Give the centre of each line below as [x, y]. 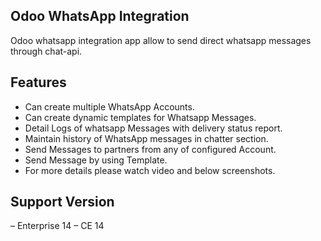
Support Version [62, 202]
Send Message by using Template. [96, 160]
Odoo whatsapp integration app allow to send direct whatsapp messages [161, 40]
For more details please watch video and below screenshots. [150, 170]
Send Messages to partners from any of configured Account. [150, 149]
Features [38, 82]
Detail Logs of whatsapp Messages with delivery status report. [153, 128]
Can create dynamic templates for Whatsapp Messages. [140, 117]
